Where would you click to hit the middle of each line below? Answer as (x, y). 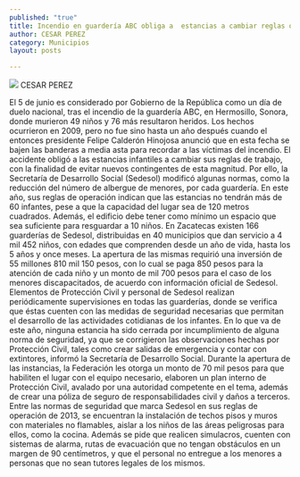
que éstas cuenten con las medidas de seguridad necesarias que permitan (146, 311)
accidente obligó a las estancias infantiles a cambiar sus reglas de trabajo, (146, 159)
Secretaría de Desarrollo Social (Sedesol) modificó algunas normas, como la (150, 179)
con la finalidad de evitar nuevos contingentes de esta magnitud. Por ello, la (149, 169)
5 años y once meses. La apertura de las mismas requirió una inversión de (146, 255)
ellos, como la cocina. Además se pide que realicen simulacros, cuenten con (150, 435)
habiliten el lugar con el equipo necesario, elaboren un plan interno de (138, 378)
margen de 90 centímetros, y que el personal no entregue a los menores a (146, 454)
